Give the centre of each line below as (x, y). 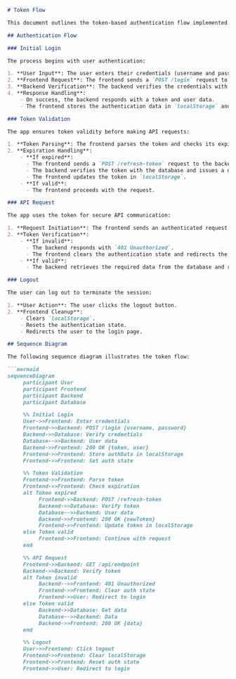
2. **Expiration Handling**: (50, 151)
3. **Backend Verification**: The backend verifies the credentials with (118, 87)
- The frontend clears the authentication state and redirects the (127, 254)
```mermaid (23, 370)
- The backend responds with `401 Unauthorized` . (100, 247)
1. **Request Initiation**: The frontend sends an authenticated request (118, 228)
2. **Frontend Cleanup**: (45, 312)
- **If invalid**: (47, 241)
